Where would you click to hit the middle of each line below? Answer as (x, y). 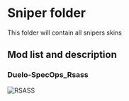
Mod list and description (62, 55)
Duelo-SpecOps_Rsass (48, 75)
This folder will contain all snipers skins (64, 32)
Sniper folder (47, 13)
